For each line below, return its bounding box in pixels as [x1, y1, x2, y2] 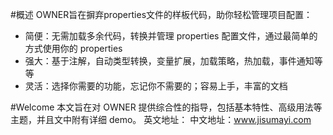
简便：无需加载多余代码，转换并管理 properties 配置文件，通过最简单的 [24, 30, 318, 42]
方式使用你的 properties [24, 43, 123, 54]
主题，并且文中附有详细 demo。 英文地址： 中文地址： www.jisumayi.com [10, 114, 312, 125]
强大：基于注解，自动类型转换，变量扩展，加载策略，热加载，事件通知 [24, 55, 315, 67]
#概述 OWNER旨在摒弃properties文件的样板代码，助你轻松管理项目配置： [10, 9, 313, 20]
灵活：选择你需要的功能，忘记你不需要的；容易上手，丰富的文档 [24, 80, 288, 92]
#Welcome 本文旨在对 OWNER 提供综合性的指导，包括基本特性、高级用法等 [10, 101, 323, 113]
